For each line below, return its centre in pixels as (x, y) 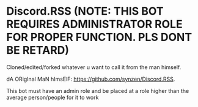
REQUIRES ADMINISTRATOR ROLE (94, 24)
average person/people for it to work (53, 97)
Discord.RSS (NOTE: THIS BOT (85, 11)
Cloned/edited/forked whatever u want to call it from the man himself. (94, 67)
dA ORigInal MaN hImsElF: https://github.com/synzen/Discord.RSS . (91, 79)
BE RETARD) (38, 50)
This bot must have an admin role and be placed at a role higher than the (98, 90)
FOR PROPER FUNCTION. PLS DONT (99, 37)
